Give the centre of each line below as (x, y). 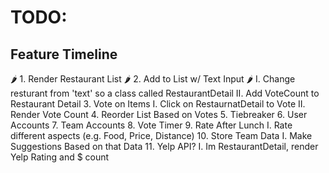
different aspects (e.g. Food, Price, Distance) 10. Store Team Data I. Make (161, 135)
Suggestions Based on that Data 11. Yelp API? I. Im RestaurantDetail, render (164, 146)
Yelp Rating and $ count (60, 157)
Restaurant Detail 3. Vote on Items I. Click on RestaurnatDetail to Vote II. (158, 104)
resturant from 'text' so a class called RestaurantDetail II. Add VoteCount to (165, 93)
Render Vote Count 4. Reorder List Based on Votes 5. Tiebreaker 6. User (159, 114)
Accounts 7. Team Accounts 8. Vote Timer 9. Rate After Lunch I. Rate (151, 125)
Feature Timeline (64, 54)
